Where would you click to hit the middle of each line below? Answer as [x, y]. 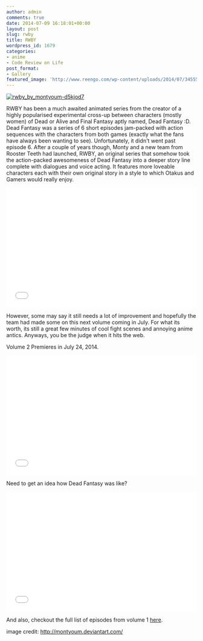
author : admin [24, 12]
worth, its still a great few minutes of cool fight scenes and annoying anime [100, 329]
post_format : [23, 68]
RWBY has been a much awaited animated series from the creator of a [94, 109]
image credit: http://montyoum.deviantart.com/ [65, 632]
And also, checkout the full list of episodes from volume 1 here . [85, 620]
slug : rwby [20, 35]
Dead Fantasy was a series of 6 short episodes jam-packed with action [95, 128]
